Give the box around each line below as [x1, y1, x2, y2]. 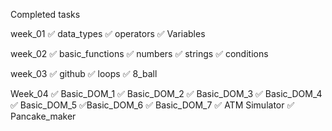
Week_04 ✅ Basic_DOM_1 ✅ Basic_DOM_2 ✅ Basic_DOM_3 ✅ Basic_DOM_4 [10, 88, 323, 99]
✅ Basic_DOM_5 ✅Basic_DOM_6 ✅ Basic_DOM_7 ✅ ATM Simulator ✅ [10, 99, 295, 111]
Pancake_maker [10, 110, 77, 122]
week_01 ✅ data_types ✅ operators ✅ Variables [10, 28, 206, 39]
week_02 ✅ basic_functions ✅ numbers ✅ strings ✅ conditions [10, 48, 269, 59]
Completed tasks [10, 9, 81, 20]
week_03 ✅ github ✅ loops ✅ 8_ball [10, 68, 158, 79]
